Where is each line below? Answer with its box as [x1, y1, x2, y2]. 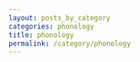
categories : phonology [8, 22, 95, 31]
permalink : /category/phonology [8, 38, 131, 48]
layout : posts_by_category [8, 13, 111, 23]
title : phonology [8, 30, 75, 39]
